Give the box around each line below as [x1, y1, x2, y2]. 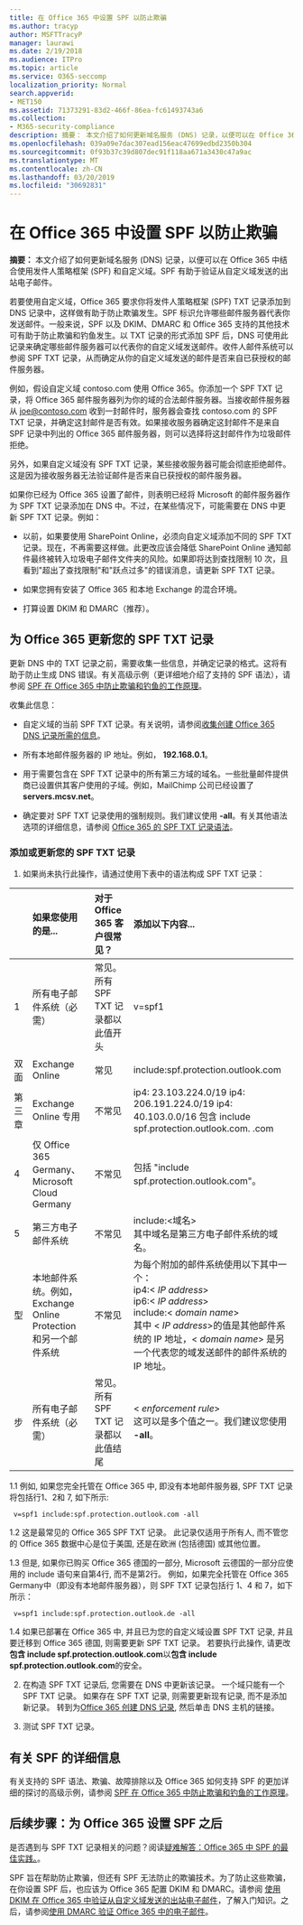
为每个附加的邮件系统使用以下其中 [133, 1259, 278, 1271]
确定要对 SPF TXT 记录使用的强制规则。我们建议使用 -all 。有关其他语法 [22, 810, 289, 821]
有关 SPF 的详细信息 [9, 1750, 121, 1765]
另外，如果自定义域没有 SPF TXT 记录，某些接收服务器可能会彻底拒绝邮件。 [9, 459, 291, 470]
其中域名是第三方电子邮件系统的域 [133, 1228, 278, 1241]
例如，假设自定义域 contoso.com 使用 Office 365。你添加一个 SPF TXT [9, 383, 273, 394]
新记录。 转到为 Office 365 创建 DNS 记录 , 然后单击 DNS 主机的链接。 [22, 1702, 280, 1713]
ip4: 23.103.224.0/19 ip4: [133, 1086, 246, 1099]
